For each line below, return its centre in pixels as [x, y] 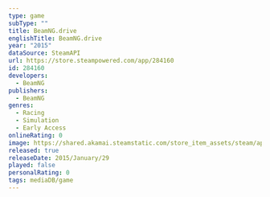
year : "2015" [30, 46]
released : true [34, 150]
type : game [27, 16]
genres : [21, 105]
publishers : [28, 90]
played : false [32, 166]
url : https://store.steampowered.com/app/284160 [91, 61]
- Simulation [37, 121]
